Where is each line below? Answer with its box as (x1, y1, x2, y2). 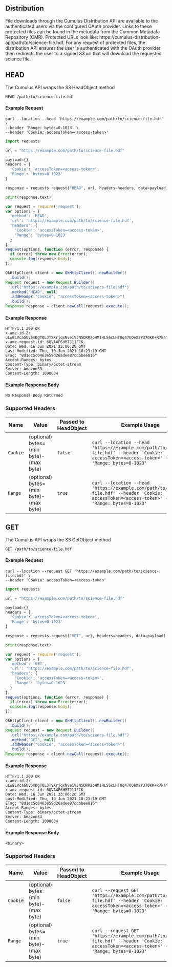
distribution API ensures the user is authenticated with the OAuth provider (5, 45, 161, 51)
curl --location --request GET (5, 569, 72, 574)
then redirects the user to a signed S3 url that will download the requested (5, 50, 162, 56)
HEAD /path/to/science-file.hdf (5, 94, 74, 99)
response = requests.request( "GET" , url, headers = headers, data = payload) (5, 633, 166, 638)
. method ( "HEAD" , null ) (10, 289, 58, 295)
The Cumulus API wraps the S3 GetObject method (5, 536, 111, 542)
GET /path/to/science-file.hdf (5, 546, 72, 552)
